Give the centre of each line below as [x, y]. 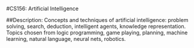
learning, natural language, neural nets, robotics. [66, 39]
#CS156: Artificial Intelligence [43, 9]
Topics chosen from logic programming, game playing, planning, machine [97, 33]
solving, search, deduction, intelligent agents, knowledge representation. [96, 26]
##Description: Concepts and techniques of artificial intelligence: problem [97, 20]
